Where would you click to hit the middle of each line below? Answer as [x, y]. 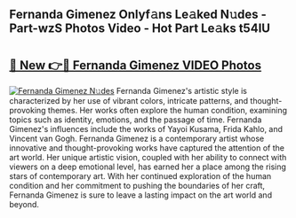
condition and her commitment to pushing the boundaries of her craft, [137, 186]
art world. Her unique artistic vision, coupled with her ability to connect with [148, 157]
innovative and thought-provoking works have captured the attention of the [147, 148]
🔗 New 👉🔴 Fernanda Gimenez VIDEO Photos [136, 65]
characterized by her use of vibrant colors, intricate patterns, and [129, 101]
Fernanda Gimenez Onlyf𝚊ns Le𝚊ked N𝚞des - [138, 15]
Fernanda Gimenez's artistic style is [181, 91]
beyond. [24, 204]
